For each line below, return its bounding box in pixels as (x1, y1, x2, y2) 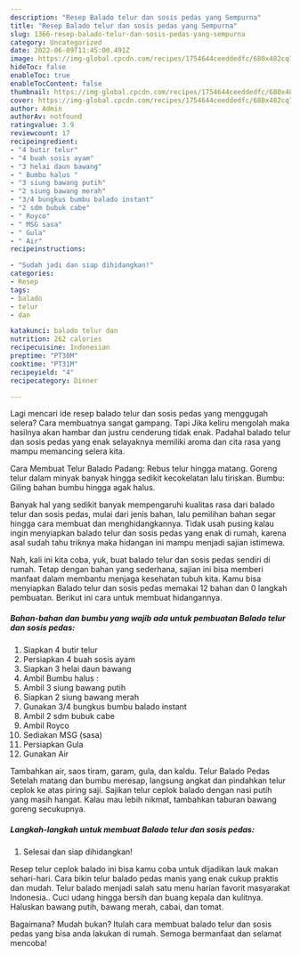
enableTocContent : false (10, 79, 102, 88)
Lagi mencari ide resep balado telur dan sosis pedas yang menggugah (10, 409, 269, 419)
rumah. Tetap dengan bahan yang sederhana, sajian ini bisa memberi (10, 564, 264, 575)
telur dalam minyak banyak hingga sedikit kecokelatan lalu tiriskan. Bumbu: (10, 473, 286, 483)
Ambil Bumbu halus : (22, 673, 99, 684)
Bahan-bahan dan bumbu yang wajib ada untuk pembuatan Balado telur (10, 612, 286, 623)
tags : (10, 286, 30, 295)
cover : (10, 95, 35, 105)
